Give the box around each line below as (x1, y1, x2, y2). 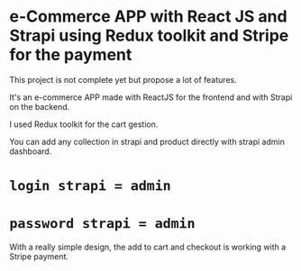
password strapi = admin (9, 215, 196, 232)
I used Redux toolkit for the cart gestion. (9, 119, 159, 130)
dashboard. (9, 146, 52, 157)
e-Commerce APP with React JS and (9, 6, 287, 27)
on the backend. (9, 101, 70, 112)
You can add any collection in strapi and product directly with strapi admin (9, 136, 286, 147)
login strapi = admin (9, 177, 171, 194)
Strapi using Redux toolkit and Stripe (9, 25, 289, 46)
